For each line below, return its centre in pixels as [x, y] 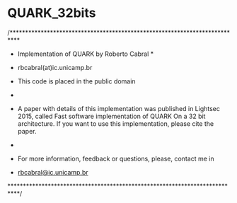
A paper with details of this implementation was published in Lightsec [119, 108]
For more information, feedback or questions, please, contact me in [116, 158]
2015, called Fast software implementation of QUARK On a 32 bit [111, 116]
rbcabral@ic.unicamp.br [53, 172]
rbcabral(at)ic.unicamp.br [55, 67]
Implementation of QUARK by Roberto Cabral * [86, 54]
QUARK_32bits [52, 13]
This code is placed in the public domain [76, 81]
